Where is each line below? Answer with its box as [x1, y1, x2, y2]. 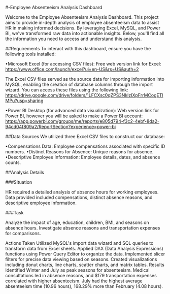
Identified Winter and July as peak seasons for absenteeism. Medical [5, 267, 150, 273]
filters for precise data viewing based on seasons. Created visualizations [5, 256, 157, 262]
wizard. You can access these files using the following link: [5, 87, 128, 93]
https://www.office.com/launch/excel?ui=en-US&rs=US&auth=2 [5, 66, 139, 72]
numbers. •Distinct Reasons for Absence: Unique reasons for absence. [5, 149, 154, 154]
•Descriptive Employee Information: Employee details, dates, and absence [5, 154, 161, 160]
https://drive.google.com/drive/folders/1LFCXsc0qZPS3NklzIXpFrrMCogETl [5, 92, 163, 98]
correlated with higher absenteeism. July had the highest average [5, 278, 143, 284]
